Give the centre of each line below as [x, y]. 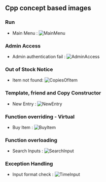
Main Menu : [25, 33]
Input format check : [33, 175]
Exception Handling [29, 164]
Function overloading [31, 140]
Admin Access [23, 45]
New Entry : [24, 104]
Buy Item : [22, 127]
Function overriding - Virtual [40, 117]
